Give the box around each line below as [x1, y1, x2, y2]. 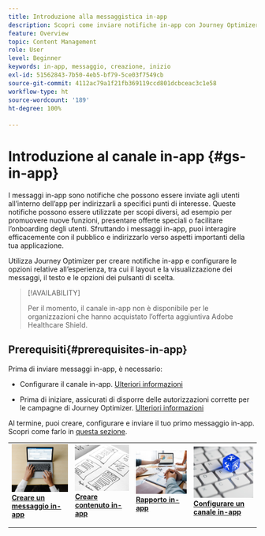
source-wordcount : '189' [8, 96, 90, 104]
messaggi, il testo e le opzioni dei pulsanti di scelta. [8, 273, 175, 283]
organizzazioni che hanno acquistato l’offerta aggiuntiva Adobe [27, 312, 233, 321]
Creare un [11, 493, 46, 503]
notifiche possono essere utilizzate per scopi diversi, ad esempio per [8, 208, 233, 217]
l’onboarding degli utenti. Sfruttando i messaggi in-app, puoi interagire [8, 224, 237, 234]
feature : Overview [8, 29, 69, 37]
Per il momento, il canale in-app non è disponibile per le [27, 304, 209, 313]
